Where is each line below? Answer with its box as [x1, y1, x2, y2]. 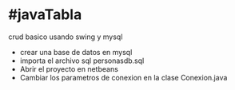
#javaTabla [8, 6, 82, 24]
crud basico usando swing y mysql [8, 32, 123, 41]
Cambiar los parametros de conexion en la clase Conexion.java [19, 72, 228, 82]
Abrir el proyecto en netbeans [19, 64, 118, 73]
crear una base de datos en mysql [19, 47, 133, 57]
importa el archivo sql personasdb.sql [19, 56, 145, 65]
